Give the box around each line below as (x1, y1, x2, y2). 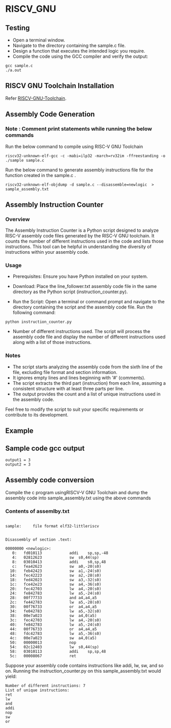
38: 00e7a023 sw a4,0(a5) (10, 613, 97, 619)
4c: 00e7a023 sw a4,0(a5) (10, 635, 97, 641)
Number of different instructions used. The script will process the (12, 328, 151, 335)
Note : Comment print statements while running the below (5, 125, 152, 133)
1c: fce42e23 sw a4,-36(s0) (10, 582, 102, 587)
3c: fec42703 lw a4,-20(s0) (10, 617, 102, 623)
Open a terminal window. (12, 37, 65, 43)
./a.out (5, 68, 22, 73)
